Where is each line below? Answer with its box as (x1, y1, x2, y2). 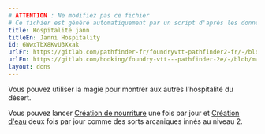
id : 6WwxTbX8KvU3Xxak (8, 41, 80, 49)
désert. (8, 92, 32, 102)
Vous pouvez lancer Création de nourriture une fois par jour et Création (8, 108, 240, 117)
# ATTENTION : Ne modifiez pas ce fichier (8, 11, 150, 20)
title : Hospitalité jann (8, 26, 90, 34)
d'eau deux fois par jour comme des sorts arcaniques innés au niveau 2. (8, 116, 243, 126)
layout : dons (8, 63, 51, 71)
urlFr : (8, 48, 30, 56)
